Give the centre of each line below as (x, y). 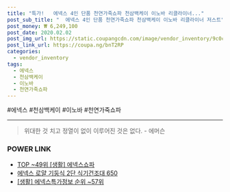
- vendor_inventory (41, 58)
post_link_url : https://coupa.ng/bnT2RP (66, 45)
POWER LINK (29, 149)
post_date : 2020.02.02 (39, 32)
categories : (24, 52)
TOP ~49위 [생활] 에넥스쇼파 (56, 165)
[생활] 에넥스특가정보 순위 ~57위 (60, 182)
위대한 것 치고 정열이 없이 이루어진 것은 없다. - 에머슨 (94, 131)
